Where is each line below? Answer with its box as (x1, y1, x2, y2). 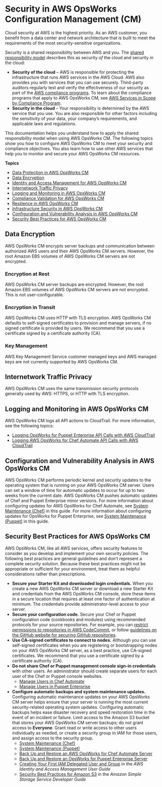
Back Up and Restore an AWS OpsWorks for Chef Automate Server (19, 751, 153, 756)
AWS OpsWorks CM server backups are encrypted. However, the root (5, 281, 144, 287)
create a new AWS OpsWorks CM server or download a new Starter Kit (12, 586, 153, 591)
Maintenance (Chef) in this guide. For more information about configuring (5, 508, 151, 514)
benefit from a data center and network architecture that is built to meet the (5, 35, 156, 41)
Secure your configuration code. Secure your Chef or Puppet (12, 611, 136, 617)
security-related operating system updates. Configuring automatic (12, 704, 144, 710)
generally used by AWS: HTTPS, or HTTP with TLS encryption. (5, 391, 130, 396)
